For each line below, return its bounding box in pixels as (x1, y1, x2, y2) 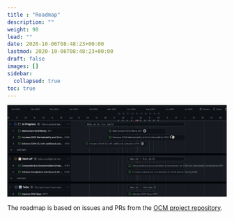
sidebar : (7, 70, 33, 77)
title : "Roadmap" (7, 11, 61, 18)
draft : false (7, 56, 45, 63)
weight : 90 (7, 26, 39, 33)
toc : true (7, 84, 36, 92)
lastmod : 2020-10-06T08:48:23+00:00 (7, 48, 114, 55)
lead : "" (7, 33, 33, 40)
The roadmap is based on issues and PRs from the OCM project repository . (7, 203, 223, 212)
